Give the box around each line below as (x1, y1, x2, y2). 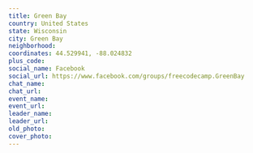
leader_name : (8, 110, 53, 118)
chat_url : (8, 87, 42, 96)
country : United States (8, 19, 89, 28)
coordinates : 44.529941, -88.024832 (8, 49, 132, 57)
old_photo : (8, 125, 45, 133)
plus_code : (8, 57, 45, 66)
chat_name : (8, 79, 45, 87)
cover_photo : (8, 132, 53, 140)
